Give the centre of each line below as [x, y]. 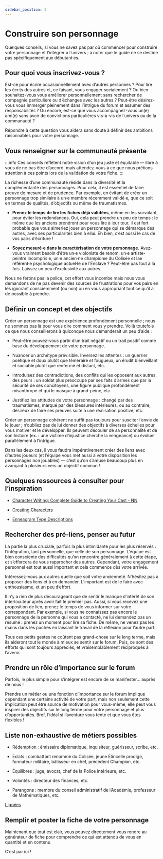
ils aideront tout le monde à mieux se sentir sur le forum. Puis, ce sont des [79, 642]
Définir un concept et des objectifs [59, 309]
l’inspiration [24, 489]
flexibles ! [15, 720]
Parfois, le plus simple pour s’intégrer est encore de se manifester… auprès [80, 679]
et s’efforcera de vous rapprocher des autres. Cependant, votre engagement [82, 562]
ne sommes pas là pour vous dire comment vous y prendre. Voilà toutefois [80, 326]
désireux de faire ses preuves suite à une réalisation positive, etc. [78, 410]
